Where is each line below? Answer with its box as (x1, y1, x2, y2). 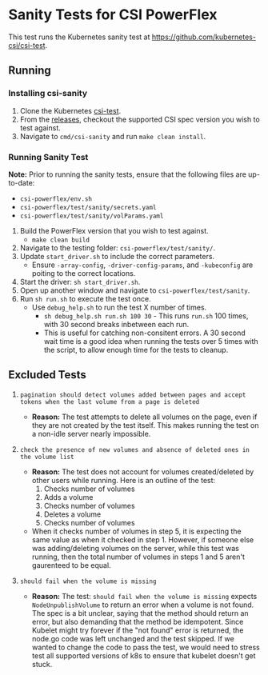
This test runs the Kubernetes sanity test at (8, 32, 150, 42)
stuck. (31, 659, 53, 669)
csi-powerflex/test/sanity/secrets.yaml (19, 203, 157, 211)
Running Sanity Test (8, 151, 89, 162)
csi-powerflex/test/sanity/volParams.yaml (19, 212, 164, 220)
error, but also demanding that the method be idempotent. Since (31, 617, 244, 626)
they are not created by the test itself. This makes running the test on (31, 420, 259, 429)
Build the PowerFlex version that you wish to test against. (19, 226, 209, 235)
